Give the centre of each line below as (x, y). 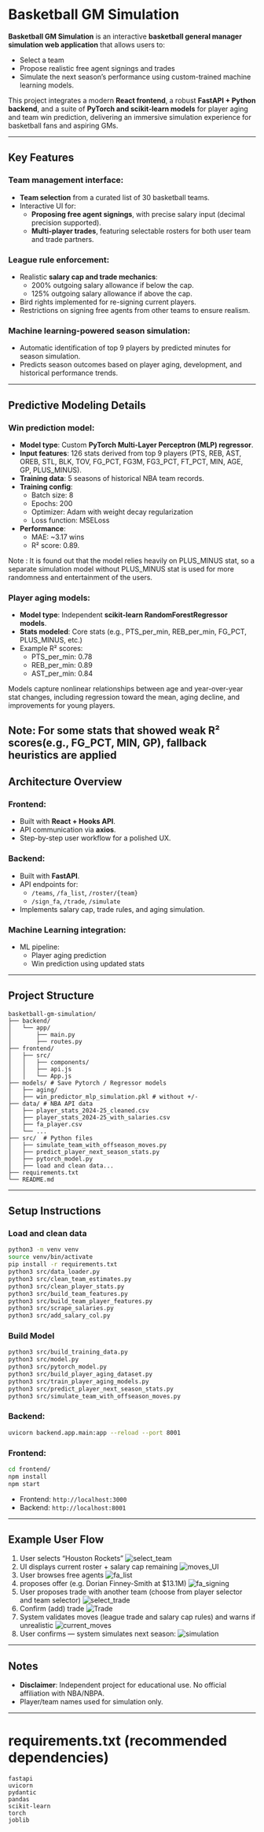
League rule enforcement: (59, 259)
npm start (24, 1484)
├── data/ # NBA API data (50, 1104)
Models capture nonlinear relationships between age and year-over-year (126, 689)
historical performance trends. (69, 373)
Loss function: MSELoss (70, 520)
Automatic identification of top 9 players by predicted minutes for (125, 348)
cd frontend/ (29, 1469)
